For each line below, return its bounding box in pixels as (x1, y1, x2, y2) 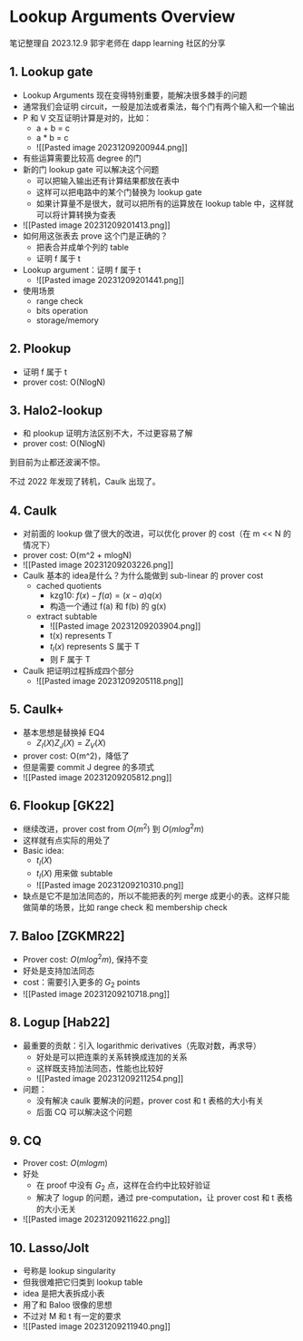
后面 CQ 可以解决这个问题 (35, 1106, 133, 1117)
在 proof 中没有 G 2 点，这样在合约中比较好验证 (35, 1179, 211, 1192)
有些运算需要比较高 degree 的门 (22, 152, 142, 163)
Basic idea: (22, 846, 64, 856)
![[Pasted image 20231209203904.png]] (49, 621, 201, 631)
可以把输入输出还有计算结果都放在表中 (35, 175, 180, 186)
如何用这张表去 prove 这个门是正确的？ (22, 230, 169, 241)
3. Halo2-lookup (9, 402, 103, 418)
